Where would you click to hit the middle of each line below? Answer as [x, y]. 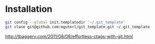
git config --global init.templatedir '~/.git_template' [65, 22]
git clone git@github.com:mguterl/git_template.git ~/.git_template [77, 27]
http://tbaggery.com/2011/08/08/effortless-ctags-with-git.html [69, 36]
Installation [29, 9]
